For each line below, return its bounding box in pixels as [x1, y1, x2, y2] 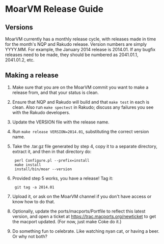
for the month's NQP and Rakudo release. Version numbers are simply [5, 41, 147, 47]
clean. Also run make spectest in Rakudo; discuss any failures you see [12, 104, 154, 110]
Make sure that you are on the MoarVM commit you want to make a [12, 84, 149, 90]
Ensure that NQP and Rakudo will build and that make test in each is [12, 99, 150, 105]
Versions [5, 23, 33, 31]
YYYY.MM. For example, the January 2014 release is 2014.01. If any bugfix [5, 47, 156, 52]
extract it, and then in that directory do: [12, 149, 92, 154]
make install [14, 162, 41, 167]
